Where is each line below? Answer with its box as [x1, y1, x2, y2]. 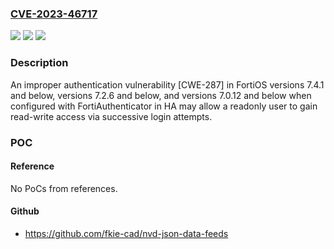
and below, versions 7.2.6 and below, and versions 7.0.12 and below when [10, 89, 312, 101]
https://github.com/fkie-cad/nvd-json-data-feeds [24, 227, 229, 239]
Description [10, 56, 69, 70]
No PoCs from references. [10, 182, 118, 194]
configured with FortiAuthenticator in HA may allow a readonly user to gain [10, 100, 318, 112]
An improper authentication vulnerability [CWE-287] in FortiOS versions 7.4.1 [10, 78, 325, 91]
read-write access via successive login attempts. [10, 110, 213, 122]
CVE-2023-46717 [10, 7, 98, 21]
